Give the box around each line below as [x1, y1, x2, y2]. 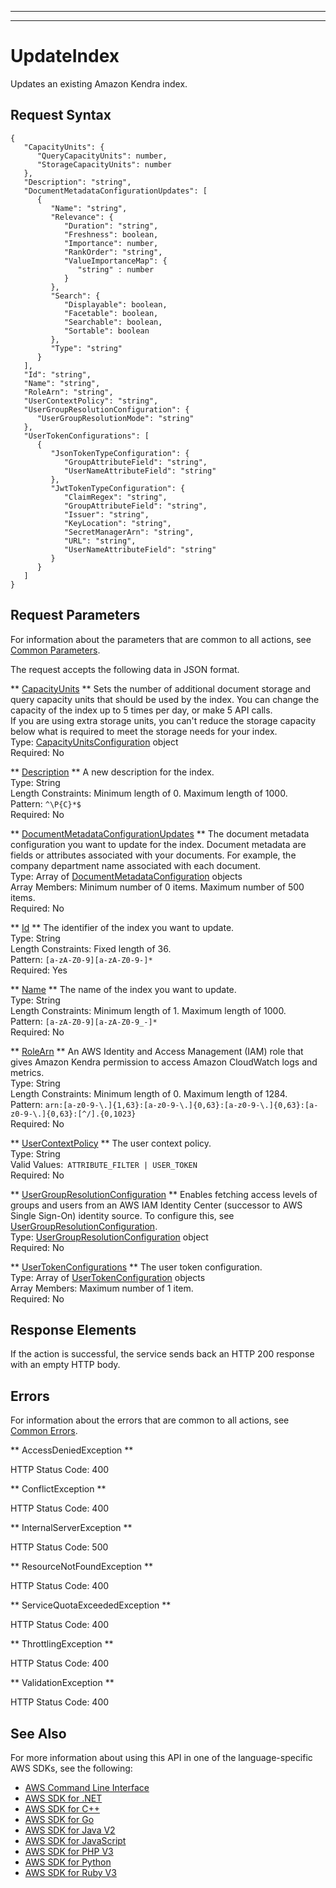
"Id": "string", [23, 369, 92, 380]
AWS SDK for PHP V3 [24, 1846, 114, 1857]
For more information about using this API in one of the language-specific [10, 1752, 313, 1763]
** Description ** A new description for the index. [10, 766, 215, 778]
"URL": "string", [63, 536, 137, 546]
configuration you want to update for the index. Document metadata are [10, 838, 307, 850]
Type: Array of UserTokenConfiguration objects [10, 1271, 206, 1283]
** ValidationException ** [10, 1677, 115, 1689]
